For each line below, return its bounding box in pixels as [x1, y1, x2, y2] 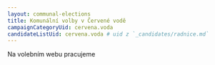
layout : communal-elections [7, 10, 91, 18]
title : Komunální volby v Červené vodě [7, 17, 126, 24]
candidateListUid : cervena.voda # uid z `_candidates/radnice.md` [7, 30, 209, 38]
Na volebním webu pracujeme [7, 50, 96, 59]
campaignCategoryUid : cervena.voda [7, 24, 114, 31]
